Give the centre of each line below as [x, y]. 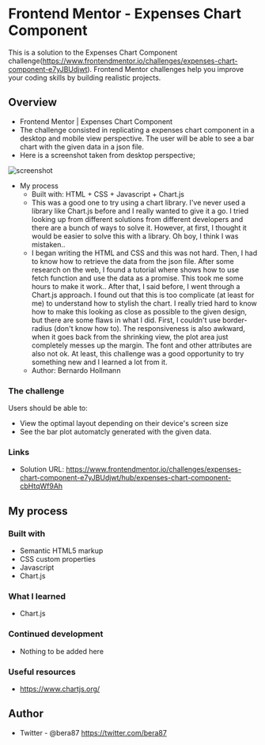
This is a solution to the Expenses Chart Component [93, 52]
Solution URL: [42, 469]
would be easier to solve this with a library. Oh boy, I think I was [135, 236]
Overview [33, 102]
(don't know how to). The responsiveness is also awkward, [150, 328]
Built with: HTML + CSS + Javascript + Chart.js [108, 194]
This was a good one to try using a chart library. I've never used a [138, 202]
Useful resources [42, 672]
